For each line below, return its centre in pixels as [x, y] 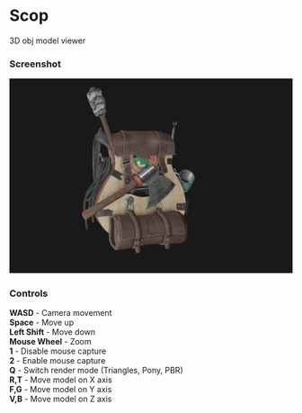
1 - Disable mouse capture [58, 351]
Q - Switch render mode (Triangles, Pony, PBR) [96, 371]
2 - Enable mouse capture [58, 361]
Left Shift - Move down [53, 332]
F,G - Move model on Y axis [61, 390]
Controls [29, 293]
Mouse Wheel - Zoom [50, 342]
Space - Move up [42, 323]
